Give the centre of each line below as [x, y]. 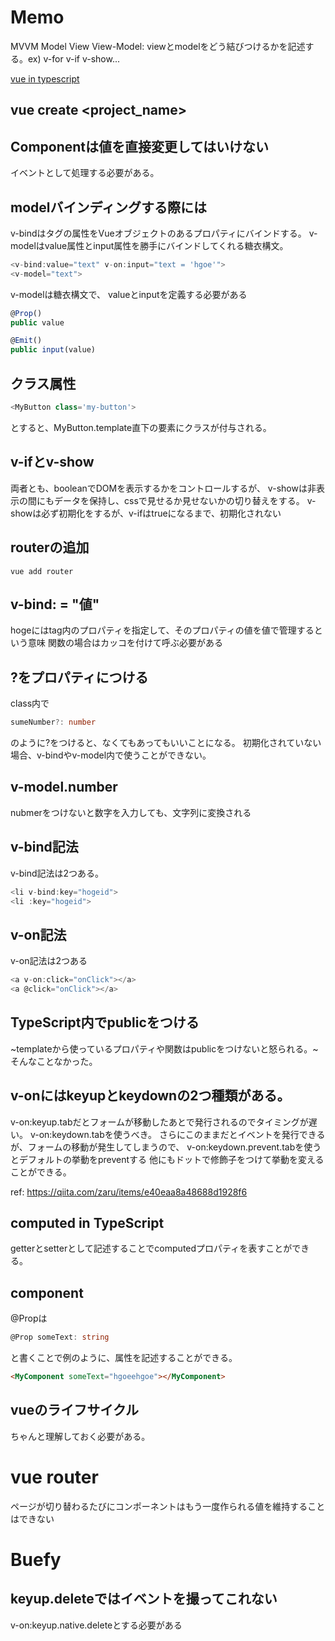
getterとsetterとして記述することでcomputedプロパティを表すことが [151, 1248]
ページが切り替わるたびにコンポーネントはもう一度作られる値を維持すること [168, 1506]
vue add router [42, 571]
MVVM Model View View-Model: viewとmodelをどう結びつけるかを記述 [158, 46]
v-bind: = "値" [55, 604]
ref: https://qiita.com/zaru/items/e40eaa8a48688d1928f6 [129, 1192]
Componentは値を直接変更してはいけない [139, 146]
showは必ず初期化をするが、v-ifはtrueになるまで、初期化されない [146, 513]
